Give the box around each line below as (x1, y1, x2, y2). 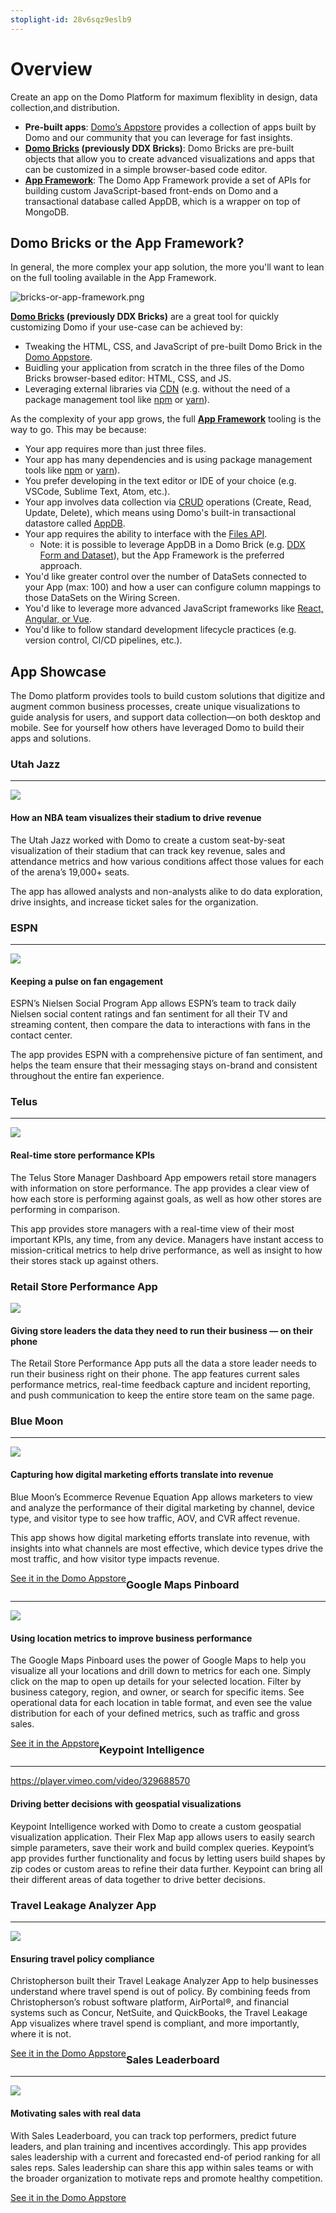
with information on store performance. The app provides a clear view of (10, 1182, 310, 1194)
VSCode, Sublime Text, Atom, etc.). (24, 486, 171, 498)
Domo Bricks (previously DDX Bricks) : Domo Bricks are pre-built (24, 142, 295, 154)
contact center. (10, 1029, 73, 1041)
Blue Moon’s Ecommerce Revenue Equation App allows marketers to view (10, 1491, 313, 1503)
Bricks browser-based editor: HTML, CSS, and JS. (24, 372, 232, 385)
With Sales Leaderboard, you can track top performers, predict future (10, 2129, 297, 2141)
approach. (39, 560, 83, 572)
